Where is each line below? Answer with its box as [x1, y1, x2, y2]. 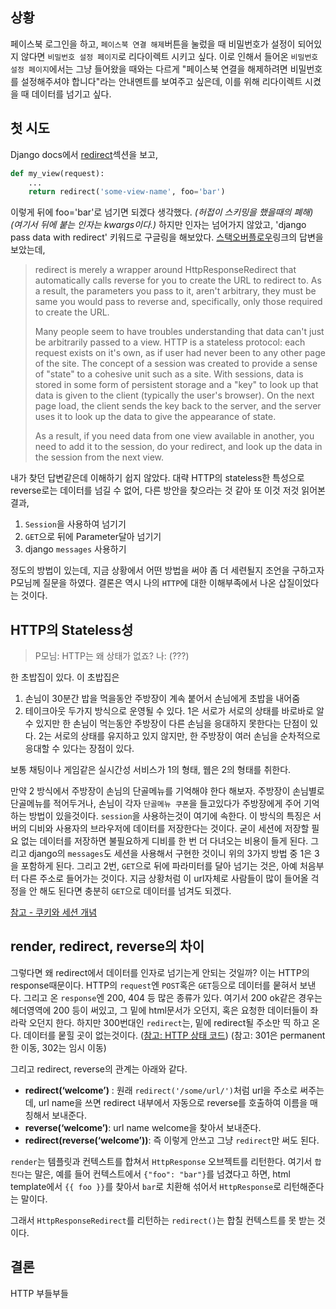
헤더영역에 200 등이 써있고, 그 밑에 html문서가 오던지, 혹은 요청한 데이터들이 [10, 1004, 308, 1016]
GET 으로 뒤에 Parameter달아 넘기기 [24, 531, 162, 543]
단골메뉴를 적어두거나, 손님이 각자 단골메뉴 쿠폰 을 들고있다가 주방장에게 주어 [10, 798, 302, 810]
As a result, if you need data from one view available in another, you [34, 430, 315, 442]
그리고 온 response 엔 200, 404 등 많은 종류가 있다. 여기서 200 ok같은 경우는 [23, 991, 323, 1003]
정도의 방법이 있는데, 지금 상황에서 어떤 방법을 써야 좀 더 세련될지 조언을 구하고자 [10, 564, 325, 577]
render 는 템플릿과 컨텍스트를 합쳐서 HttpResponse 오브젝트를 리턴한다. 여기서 [10, 1155, 313, 1167]
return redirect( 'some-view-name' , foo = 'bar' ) [28, 187, 226, 197]
